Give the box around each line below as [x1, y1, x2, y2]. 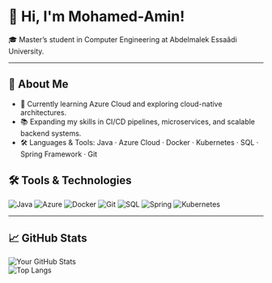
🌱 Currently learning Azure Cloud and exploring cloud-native [19, 99, 223, 109]
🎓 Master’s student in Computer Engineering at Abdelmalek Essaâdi [8, 34, 237, 44]
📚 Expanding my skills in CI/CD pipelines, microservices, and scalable [19, 117, 256, 126]
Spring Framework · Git [19, 149, 98, 159]
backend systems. [19, 128, 82, 138]
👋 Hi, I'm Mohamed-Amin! [8, 7, 185, 26]
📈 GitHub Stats [8, 231, 87, 245]
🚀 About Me [8, 77, 69, 92]
